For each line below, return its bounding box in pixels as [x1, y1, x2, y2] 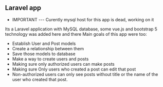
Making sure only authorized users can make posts [12, 61, 115, 67]
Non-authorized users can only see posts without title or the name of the [12, 71, 158, 77]
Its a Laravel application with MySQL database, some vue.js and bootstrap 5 [5, 26, 158, 32]
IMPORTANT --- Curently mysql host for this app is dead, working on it [12, 16, 154, 22]
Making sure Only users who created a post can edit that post [12, 66, 136, 72]
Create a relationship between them [12, 45, 84, 51]
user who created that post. [12, 76, 68, 82]
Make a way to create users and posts [12, 56, 89, 62]
